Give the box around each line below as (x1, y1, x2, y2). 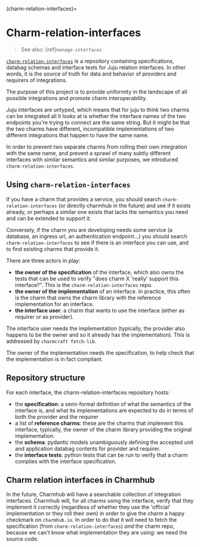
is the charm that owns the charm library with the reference (14, 294, 161, 301)
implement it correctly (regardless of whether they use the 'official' (6, 503, 171, 511)
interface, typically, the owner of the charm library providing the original (14, 425, 192, 433)
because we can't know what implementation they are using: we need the (6, 529, 187, 536)
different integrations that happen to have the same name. (6, 131, 149, 138)
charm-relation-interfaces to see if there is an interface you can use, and (6, 239, 189, 246)
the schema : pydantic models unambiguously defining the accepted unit (14, 439, 194, 446)
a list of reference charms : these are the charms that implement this (14, 419, 184, 427)
